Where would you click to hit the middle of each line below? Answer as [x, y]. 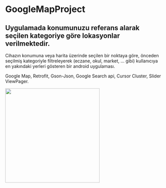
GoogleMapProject [45, 9]
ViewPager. [17, 81]
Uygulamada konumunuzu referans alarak [72, 28]
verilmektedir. [28, 43]
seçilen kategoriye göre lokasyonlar [63, 35]
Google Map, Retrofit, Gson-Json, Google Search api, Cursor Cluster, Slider [83, 76]
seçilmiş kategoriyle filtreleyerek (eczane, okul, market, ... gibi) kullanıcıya [82, 61]
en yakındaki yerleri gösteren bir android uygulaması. [60, 66]
